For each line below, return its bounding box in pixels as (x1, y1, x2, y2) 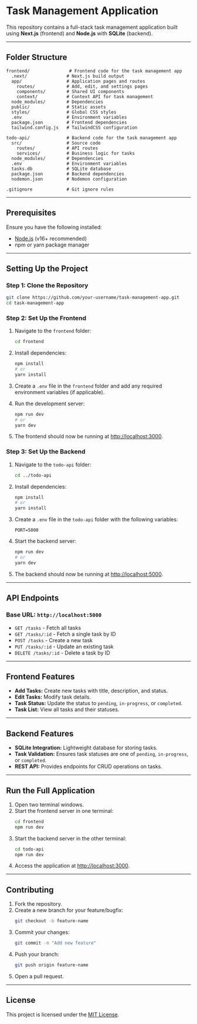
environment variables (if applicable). (14, 388, 105, 395)
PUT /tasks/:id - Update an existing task (14, 643, 114, 650)
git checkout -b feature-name (14, 918, 89, 924)
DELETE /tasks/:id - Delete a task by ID (14, 649, 110, 656)
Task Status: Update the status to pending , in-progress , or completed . (14, 700, 183, 707)
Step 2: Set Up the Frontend (6, 313, 87, 322)
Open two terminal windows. (14, 801, 84, 808)
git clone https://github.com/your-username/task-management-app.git (6, 295, 180, 301)
